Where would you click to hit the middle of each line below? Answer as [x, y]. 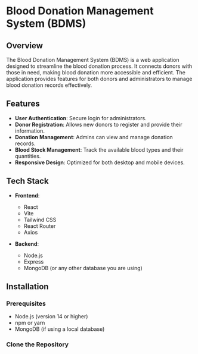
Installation [27, 287]
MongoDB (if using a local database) [60, 329]
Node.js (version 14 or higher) [51, 317]
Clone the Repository [38, 344]
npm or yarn [30, 323]
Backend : [27, 244]
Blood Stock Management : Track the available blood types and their [99, 149]
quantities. [28, 156]
